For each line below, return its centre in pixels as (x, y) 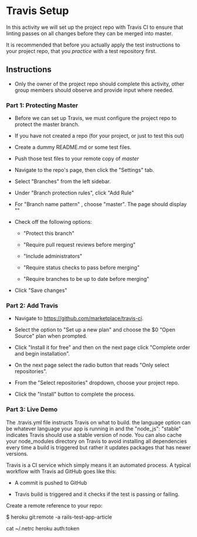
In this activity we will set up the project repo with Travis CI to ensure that (95, 27)
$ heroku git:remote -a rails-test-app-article (59, 517)
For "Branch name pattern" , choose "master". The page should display (101, 204)
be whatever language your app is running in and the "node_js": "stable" (94, 429)
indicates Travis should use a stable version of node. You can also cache (94, 435)
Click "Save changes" (41, 290)
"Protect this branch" (49, 233)
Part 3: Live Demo (32, 409)
